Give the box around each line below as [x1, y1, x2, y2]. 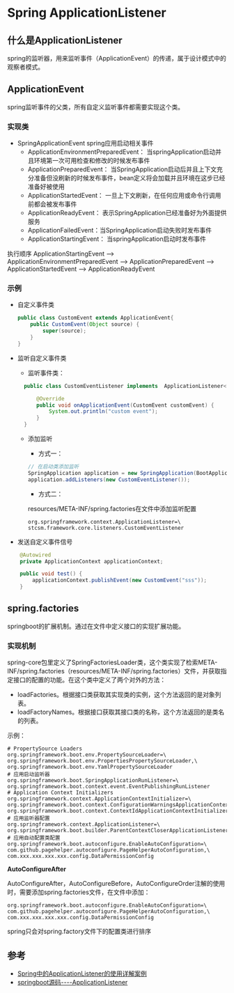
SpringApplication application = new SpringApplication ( [27, 469, 197, 476]
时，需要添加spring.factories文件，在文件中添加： [7, 888, 150, 896]
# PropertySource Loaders [7, 745, 82, 753]
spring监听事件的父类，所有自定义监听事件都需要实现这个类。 [7, 102, 185, 111]
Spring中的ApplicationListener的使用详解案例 [17, 969, 148, 978]
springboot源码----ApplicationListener [17, 978, 128, 986]
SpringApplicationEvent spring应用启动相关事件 [17, 139, 154, 148]
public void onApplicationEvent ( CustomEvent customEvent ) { [36, 402, 214, 409]
